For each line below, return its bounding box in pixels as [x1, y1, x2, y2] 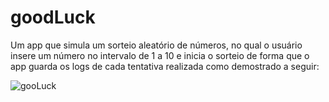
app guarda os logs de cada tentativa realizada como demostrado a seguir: [10, 60, 320, 72]
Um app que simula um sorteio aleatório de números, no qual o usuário [10, 39, 303, 51]
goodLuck [10, 6, 96, 29]
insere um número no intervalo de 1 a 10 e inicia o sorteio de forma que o [10, 49, 310, 61]
